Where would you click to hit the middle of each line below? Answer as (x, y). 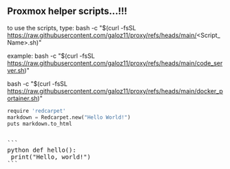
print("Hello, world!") (51, 157)
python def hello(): (42, 150)
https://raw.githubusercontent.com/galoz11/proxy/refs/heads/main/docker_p (115, 91)
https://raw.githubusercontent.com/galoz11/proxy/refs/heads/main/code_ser (115, 63)
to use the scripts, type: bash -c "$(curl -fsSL (72, 27)
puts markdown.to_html (40, 124)
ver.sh (16, 70)
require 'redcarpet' (37, 111)
